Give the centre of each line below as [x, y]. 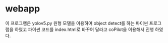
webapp [23, 9]
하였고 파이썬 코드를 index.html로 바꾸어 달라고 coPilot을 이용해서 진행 [84, 29]
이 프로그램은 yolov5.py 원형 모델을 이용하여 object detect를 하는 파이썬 [77, 23]
